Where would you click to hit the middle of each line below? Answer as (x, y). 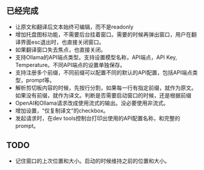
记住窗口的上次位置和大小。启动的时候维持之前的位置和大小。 (93, 161)
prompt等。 (40, 80)
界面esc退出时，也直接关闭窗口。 (62, 42)
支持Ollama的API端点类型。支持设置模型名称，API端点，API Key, (96, 57)
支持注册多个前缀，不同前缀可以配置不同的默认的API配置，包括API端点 (104, 73)
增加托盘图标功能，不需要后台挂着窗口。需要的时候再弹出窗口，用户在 (103, 34)
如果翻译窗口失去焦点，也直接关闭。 (61, 49)
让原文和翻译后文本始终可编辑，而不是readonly (74, 27)
